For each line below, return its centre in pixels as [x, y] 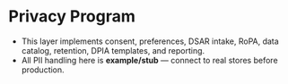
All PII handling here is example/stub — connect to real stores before [150, 60]
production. [43, 70]
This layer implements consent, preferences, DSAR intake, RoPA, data [150, 41]
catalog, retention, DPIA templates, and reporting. [113, 50]
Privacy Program [72, 17]
